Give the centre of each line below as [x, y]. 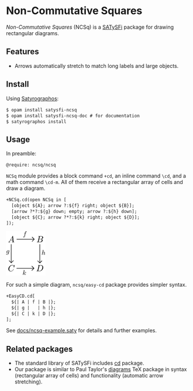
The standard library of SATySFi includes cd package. [79, 363]
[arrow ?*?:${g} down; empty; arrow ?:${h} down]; [74, 212]
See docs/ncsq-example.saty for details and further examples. [81, 331]
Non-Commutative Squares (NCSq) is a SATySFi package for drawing [90, 27]
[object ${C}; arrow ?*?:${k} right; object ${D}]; [76, 217]
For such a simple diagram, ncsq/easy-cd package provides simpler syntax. [96, 285]
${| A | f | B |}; [34, 302]
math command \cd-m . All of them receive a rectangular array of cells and [94, 182]
